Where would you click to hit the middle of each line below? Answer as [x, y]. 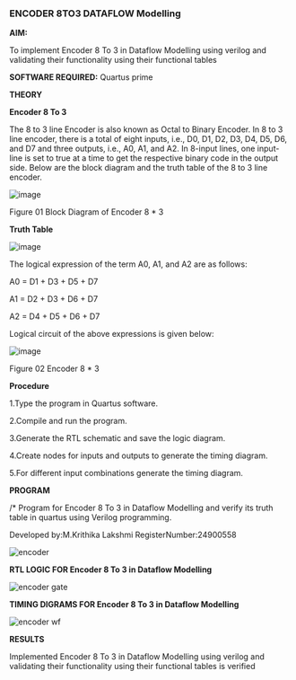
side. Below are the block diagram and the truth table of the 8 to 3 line [139, 168]
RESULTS [27, 640]
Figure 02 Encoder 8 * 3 [55, 369]
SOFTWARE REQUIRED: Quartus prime [82, 77]
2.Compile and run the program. [68, 421]
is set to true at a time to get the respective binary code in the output [152, 158]
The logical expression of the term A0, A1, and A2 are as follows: [129, 264]
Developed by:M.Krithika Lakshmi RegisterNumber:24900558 [123, 535]
